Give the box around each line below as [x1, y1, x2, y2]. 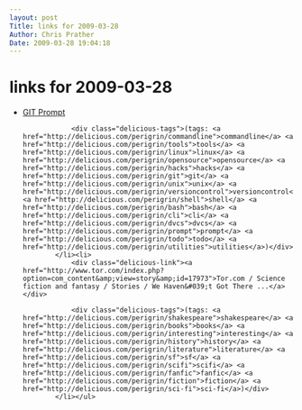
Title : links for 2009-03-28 [9, 22, 119, 31]
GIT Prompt [22, 107, 66, 118]
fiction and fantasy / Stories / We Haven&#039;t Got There [22, 282, 253, 291]
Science [256, 274, 286, 284]
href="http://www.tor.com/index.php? [22, 267, 165, 276]
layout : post [9, 13, 59, 23]
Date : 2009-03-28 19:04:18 [9, 38, 111, 48]
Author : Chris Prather [9, 30, 95, 39]
